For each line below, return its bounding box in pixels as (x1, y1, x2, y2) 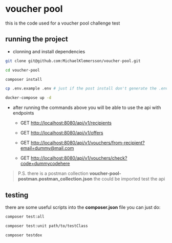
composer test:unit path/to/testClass (5, 223, 88, 228)
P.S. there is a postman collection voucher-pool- (17, 170, 121, 176)
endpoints (12, 110, 34, 116)
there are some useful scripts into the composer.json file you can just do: (5, 204, 161, 210)
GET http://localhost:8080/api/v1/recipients (20, 120, 112, 126)
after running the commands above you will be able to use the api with (12, 104, 161, 111)
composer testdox (5, 232, 42, 238)
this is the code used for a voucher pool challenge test (5, 20, 120, 26)
